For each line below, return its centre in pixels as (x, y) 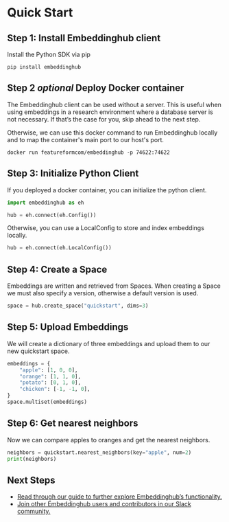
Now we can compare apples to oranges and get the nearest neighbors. (109, 440)
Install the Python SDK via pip (49, 54)
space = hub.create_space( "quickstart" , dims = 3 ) (78, 306)
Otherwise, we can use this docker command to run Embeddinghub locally (112, 133)
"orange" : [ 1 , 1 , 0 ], (50, 376)
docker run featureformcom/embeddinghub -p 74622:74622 (88, 152)
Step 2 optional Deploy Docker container (96, 88)
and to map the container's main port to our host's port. (86, 139)
